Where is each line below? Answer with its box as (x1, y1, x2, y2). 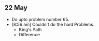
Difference (18, 31, 40, 37)
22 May (4, 4, 28, 12)
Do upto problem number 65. (11, 16, 70, 22)
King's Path (18, 26, 42, 32)
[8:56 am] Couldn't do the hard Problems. (11, 21, 95, 27)
